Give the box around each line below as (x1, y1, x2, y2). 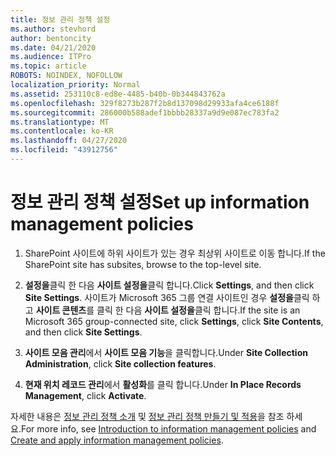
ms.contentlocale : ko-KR (10, 126, 114, 136)
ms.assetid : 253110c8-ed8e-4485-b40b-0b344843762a (10, 89, 226, 99)
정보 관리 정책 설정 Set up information (10, 191, 310, 214)
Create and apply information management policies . (10, 434, 224, 446)
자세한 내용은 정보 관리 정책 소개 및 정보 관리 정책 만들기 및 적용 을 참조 (10, 410, 285, 422)
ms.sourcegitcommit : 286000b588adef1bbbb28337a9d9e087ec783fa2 (10, 107, 280, 118)
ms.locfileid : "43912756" (10, 145, 118, 155)
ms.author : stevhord (10, 24, 97, 34)
